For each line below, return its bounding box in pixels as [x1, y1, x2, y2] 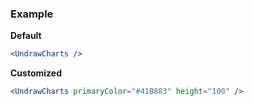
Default [10, 30, 42, 42]
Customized [10, 67, 62, 79]
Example [10, 7, 54, 21]
